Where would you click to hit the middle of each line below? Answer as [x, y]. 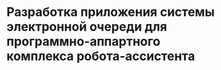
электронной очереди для [87, 27]
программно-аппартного [83, 42]
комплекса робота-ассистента [101, 56]
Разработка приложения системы [111, 12]
